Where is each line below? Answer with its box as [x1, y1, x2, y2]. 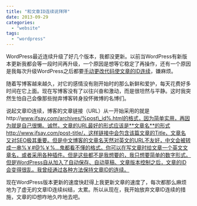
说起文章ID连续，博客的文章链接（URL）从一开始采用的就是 [6, 107, 150, 114]
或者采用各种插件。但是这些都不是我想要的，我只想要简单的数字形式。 [21, 151, 191, 158]
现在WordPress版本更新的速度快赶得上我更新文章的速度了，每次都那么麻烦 [6, 179, 187, 185]
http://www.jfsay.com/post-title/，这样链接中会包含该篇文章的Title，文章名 [6, 129, 186, 136]
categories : [6, 19, 35, 25]
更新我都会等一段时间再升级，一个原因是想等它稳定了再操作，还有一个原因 [11, 60, 191, 67]
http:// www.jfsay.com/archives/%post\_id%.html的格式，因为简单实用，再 [6, 115, 185, 121]
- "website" [11, 25, 41, 31]
